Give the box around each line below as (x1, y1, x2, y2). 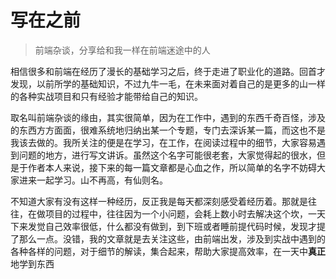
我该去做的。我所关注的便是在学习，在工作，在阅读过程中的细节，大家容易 (10, 136, 317, 148)
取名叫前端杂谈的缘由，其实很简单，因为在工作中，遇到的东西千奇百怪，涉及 (10, 111, 326, 123)
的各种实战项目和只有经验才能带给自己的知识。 (10, 90, 203, 102)
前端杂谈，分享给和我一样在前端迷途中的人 (34, 44, 211, 56)
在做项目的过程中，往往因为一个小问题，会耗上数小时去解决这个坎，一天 (27, 207, 326, 220)
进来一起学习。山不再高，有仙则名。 (18, 174, 168, 186)
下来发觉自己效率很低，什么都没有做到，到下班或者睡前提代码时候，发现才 (10, 220, 317, 232)
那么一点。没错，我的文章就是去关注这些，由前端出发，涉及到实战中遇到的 (18, 232, 326, 245)
